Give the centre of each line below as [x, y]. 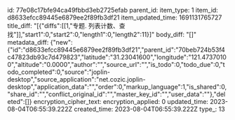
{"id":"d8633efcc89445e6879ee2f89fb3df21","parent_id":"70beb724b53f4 [116, 50]
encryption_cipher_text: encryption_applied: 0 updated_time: [121, 102]
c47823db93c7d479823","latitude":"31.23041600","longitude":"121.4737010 [117, 57]
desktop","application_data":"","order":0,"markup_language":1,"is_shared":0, [117, 87]
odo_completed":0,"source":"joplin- [59, 72]
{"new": [61, 42]
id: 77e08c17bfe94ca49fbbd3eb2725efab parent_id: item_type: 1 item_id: [113, 10]
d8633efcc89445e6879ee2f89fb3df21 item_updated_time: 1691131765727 [115, 17]
